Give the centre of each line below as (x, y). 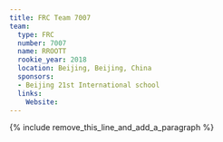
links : (30, 93)
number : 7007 (42, 43)
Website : (42, 102)
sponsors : (36, 77)
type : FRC (36, 34)
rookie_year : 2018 (53, 60)
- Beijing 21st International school (89, 85)
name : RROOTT (42, 52)
